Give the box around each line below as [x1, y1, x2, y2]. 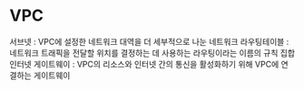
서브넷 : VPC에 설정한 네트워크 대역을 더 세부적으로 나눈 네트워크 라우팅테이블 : [9, 36, 289, 47]
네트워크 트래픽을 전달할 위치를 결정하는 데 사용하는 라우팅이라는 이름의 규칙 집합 [9, 47, 296, 58]
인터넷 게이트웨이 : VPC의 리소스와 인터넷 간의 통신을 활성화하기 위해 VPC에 [9, 58, 279, 69]
